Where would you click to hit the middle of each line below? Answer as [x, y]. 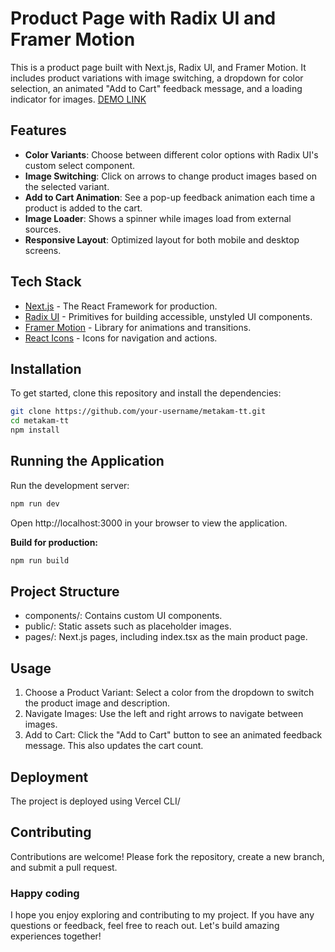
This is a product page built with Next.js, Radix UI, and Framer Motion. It [158, 67]
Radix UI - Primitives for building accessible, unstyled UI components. [168, 316]
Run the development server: [70, 485]
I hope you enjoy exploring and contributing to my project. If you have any [162, 915]
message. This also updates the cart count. [114, 746]
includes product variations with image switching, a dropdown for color [157, 78]
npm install [35, 430]
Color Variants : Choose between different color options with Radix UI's [171, 154]
